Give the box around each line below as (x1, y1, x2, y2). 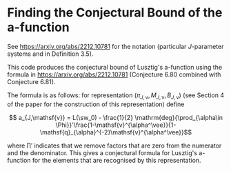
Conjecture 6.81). (7, 77, 56, 85)
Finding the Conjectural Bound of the (7, 5, 223, 21)
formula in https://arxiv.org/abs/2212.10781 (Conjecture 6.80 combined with (7, 70, 221, 79)
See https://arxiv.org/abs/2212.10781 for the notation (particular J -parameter (7, 42, 224, 50)
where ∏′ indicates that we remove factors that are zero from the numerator (7, 141, 222, 150)
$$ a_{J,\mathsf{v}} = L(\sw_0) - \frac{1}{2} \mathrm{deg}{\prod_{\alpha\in (9, 113, 223, 121)
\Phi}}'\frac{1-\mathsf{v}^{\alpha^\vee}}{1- (55, 121, 177, 129)
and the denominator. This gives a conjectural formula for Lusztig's (7, 148, 198, 157)
